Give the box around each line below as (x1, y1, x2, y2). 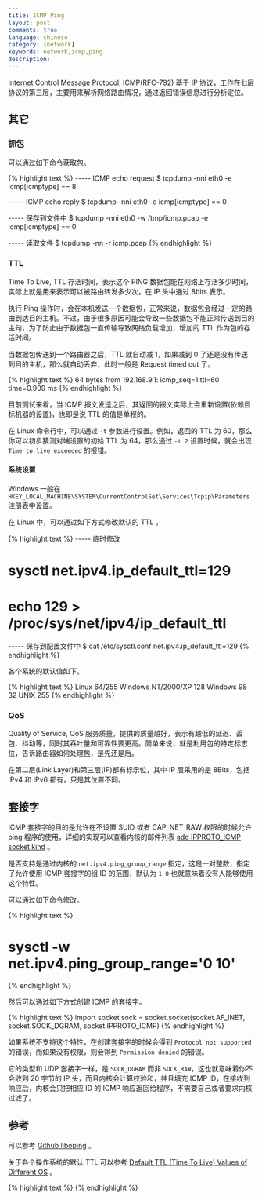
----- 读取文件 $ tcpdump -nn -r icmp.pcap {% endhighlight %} (8, 238, 213, 247)
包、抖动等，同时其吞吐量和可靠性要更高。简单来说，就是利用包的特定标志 (8, 739, 248, 748)
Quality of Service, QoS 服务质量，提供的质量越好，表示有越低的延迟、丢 (8, 729, 243, 739)
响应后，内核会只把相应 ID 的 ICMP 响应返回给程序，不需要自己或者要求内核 (8, 1084, 253, 1093)
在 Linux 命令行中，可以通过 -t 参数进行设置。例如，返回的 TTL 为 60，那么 (8, 425, 253, 436)
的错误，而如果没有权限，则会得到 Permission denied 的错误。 (8, 1047, 209, 1056)
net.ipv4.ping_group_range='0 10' (8, 955, 236, 973)
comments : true (8, 26, 58, 34)
